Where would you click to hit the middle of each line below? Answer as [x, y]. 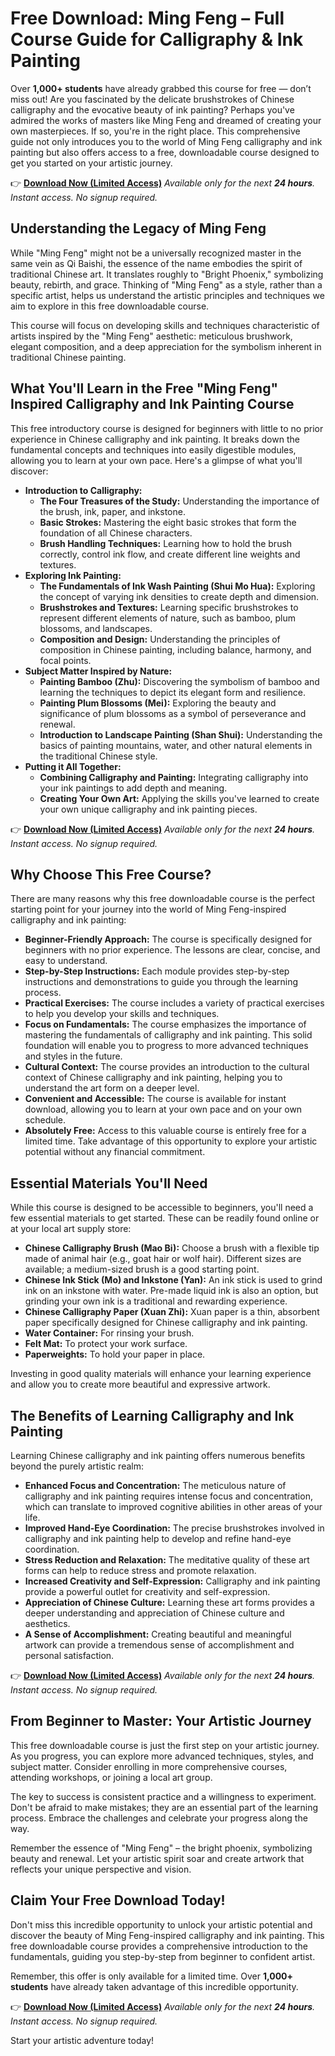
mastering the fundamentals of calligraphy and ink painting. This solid [168, 1035]
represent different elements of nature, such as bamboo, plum [168, 618]
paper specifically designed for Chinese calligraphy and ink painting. [166, 1323]
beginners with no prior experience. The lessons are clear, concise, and [172, 950]
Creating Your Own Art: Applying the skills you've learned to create [179, 798]
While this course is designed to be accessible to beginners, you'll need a [162, 1208]
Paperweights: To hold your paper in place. [115, 1354]
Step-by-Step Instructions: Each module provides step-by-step [157, 971]
